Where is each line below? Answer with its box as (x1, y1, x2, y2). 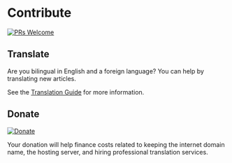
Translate (7, 48, 50, 60)
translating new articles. (7, 74, 77, 83)
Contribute (7, 5, 72, 21)
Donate (7, 108, 40, 120)
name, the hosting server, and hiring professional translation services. (7, 148, 208, 156)
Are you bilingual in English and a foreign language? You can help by (7, 66, 205, 75)
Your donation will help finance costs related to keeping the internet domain (7, 140, 225, 148)
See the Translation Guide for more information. (7, 87, 145, 96)
